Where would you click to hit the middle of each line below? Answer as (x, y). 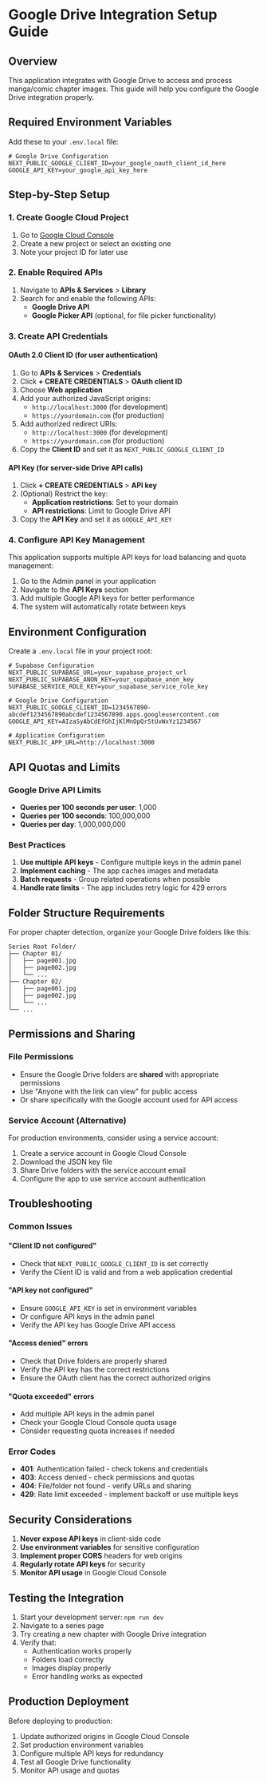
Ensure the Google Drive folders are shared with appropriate (119, 1074)
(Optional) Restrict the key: (64, 494)
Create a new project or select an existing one (95, 243)
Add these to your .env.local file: (64, 141)
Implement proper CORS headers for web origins (101, 1556)
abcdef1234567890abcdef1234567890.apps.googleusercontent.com (114, 715)
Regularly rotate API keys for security (82, 1564)
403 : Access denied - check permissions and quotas (107, 1477)
